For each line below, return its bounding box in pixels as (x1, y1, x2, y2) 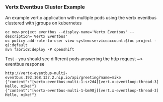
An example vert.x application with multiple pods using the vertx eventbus (5, 15, 157, 21)
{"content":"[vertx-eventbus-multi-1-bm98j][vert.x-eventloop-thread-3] (5, 88, 159, 93)
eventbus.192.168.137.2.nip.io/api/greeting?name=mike (5, 75, 121, 80)
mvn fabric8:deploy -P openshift (5, 47, 75, 52)
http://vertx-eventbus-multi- (5, 71, 68, 76)
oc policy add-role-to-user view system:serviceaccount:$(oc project (5, 38, 153, 43)
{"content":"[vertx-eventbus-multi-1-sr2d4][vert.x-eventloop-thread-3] (5, 80, 159, 85)
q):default (5, 43, 28, 48)
